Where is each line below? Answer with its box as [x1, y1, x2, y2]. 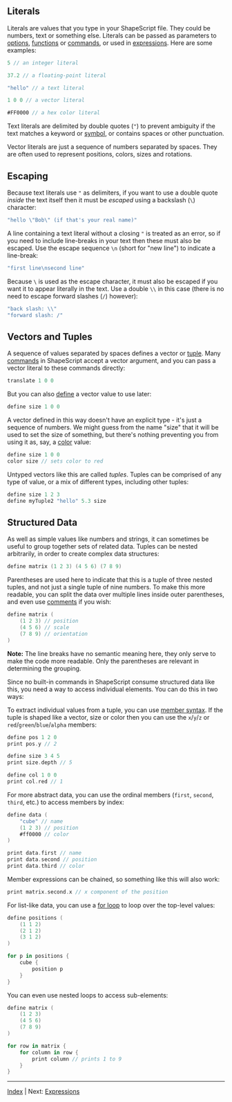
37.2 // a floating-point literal [7, 72, 107, 79]
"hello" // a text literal [7, 85, 85, 91]
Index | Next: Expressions [7, 1087, 80, 1096]
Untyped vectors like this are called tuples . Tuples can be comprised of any [7, 470, 222, 479]
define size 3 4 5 [7, 753, 60, 760]
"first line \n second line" [7, 265, 85, 272]
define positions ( [7, 914, 64, 921]
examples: [7, 46, 37, 54]
